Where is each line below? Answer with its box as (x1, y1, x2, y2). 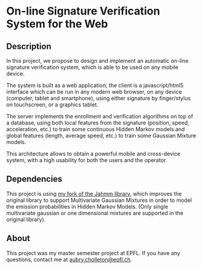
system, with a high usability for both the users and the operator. (6, 157, 168, 164)
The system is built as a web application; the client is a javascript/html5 (6, 82, 184, 89)
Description (6, 41, 51, 51)
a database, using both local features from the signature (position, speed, (6, 119, 189, 126)
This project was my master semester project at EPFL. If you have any (6, 249, 180, 256)
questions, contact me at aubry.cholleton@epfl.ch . (6, 256, 132, 263)
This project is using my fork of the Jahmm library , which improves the (6, 190, 182, 197)
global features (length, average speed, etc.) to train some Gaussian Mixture (6, 132, 197, 139)
